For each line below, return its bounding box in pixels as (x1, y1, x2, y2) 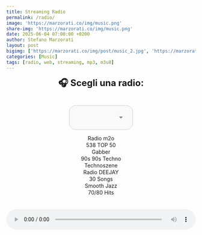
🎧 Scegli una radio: (58, 77, 144, 89)
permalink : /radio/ (6, 14, 55, 20)
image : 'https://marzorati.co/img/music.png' (6, 20, 122, 26)
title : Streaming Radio (6, 8, 66, 15)
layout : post (6, 43, 39, 49)
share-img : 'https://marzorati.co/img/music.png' (6, 25, 133, 32)
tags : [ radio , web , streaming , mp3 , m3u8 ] (6, 59, 114, 65)
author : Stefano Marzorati (6, 37, 74, 43)
